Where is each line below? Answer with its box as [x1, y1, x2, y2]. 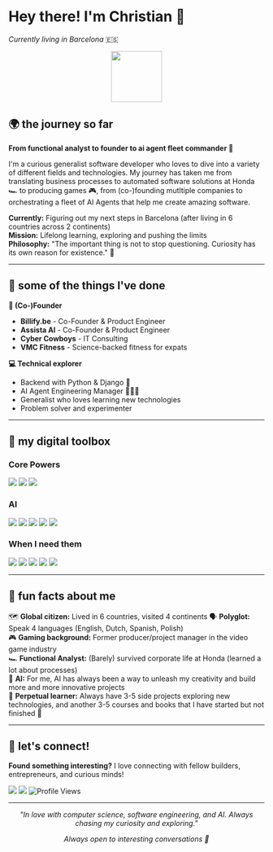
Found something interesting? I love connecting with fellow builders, [8, 761, 241, 771]
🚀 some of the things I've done [8, 279, 166, 292]
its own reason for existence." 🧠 [8, 248, 115, 257]
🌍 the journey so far [8, 117, 114, 131]
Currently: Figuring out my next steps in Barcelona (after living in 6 [8, 213, 233, 222]
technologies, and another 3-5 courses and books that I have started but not [8, 700, 265, 709]
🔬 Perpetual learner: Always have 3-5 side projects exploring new [8, 691, 231, 700]
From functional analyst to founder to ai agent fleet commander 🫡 [8, 143, 234, 153]
